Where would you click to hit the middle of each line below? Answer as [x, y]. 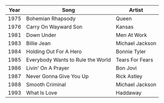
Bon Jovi [126, 68]
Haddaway [129, 93]
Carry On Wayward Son [54, 27]
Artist [136, 10]
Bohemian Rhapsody [51, 19]
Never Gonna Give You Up [58, 76]
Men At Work [131, 35]
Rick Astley [129, 76]
